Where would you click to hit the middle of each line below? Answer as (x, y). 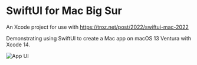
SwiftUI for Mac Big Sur (64, 11)
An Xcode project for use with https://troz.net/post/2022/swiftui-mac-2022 (97, 27)
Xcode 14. (18, 45)
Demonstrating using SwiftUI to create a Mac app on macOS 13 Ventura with (99, 38)
